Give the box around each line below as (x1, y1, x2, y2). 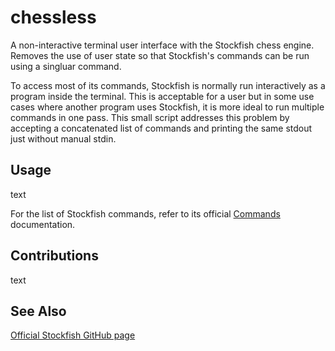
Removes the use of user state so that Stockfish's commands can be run (10, 49, 310, 61)
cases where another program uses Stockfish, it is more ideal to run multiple (10, 101, 325, 113)
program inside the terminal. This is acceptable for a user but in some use (10, 90, 315, 102)
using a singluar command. (10, 60, 122, 72)
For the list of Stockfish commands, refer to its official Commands (10, 207, 281, 220)
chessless (10, 6, 97, 29)
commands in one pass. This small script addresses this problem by (10, 111, 290, 123)
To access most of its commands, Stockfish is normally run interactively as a (10, 79, 326, 91)
